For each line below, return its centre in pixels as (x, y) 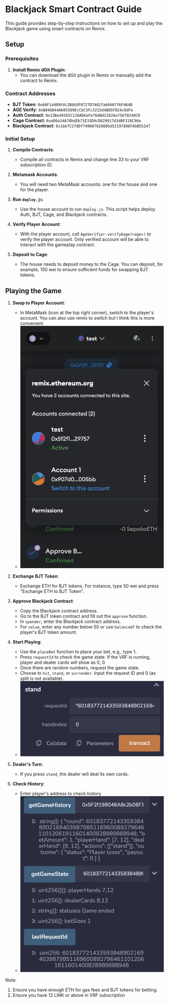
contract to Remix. (39, 80)
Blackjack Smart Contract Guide (73, 9)
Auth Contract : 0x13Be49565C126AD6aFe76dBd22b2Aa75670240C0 (76, 115)
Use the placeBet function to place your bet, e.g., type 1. (78, 651)
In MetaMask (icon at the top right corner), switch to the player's (87, 313)
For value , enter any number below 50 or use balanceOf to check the (91, 627)
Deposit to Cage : (30, 255)
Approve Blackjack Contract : (43, 601)
